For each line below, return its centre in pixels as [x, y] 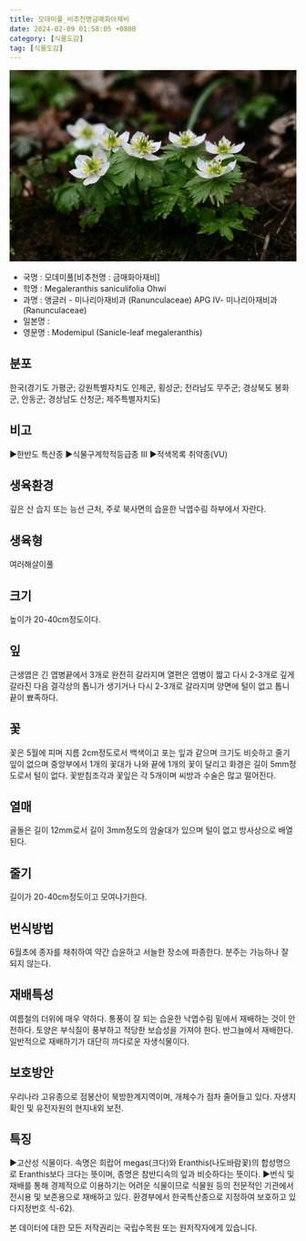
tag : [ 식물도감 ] [36, 48]
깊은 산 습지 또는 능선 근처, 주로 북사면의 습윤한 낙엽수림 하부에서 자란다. [138, 509]
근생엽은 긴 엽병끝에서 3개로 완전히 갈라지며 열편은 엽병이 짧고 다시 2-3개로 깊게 [152, 674]
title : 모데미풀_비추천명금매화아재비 [70, 19]
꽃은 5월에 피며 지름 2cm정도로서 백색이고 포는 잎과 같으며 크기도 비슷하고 [141, 753]
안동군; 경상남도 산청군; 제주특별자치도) [91, 399]
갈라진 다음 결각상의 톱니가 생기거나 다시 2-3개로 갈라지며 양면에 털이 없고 [141, 686]
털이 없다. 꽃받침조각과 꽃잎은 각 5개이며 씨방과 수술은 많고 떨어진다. [154, 775]
